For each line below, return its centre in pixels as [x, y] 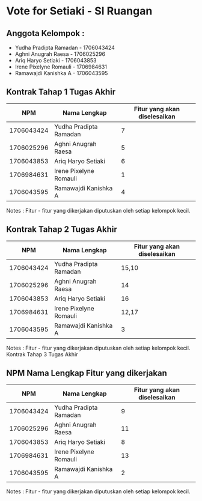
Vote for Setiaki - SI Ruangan [79, 11]
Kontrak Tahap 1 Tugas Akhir [61, 92]
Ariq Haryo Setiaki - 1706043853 [56, 60]
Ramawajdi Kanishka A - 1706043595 [61, 73]
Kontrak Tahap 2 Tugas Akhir [62, 229]
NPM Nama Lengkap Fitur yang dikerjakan [87, 373]
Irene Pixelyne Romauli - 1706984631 [61, 67]
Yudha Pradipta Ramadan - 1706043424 [65, 47]
